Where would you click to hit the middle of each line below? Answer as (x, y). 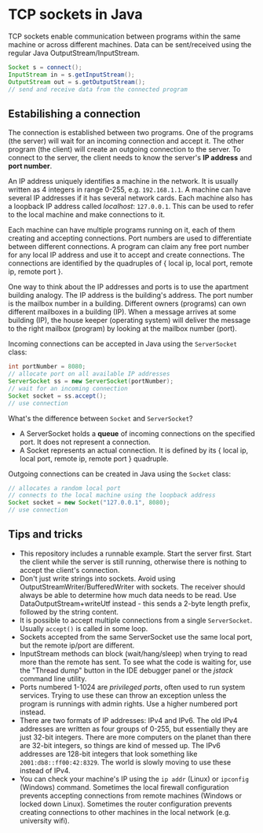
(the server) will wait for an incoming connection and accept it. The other (126, 141)
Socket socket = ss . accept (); (58, 396)
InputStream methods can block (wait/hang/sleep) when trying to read (133, 653)
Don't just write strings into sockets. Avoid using (97, 578)
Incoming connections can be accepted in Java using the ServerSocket (123, 344)
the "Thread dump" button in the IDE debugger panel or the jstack (126, 670)
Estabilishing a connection (75, 114)
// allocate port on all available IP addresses (89, 374)
